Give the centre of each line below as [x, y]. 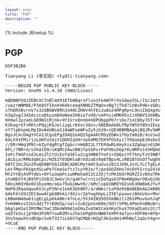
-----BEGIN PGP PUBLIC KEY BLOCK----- [52, 86]
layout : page [18, 10]
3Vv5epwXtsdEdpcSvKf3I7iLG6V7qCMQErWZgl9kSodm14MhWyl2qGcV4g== [83, 219]
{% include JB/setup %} [29, 33]
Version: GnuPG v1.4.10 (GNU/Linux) [49, 91]
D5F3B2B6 [15, 66]
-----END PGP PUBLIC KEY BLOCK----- [49, 228]
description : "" [22, 19]
